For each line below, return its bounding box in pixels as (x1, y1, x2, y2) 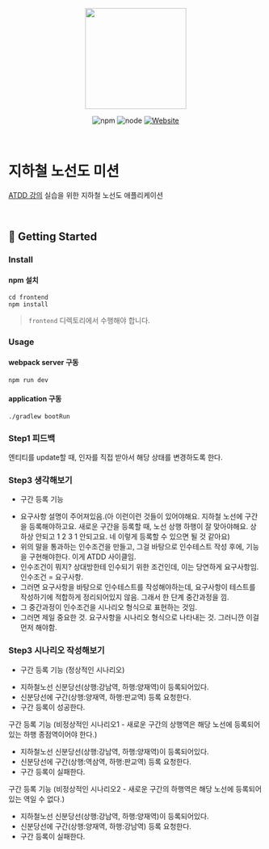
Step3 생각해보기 (8, 475, 73, 485)
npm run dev (8, 376, 48, 384)
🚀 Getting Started (8, 230, 98, 244)
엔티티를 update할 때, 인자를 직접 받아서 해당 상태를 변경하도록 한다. (8, 452, 224, 462)
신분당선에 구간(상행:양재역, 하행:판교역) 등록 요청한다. (19, 691, 192, 702)
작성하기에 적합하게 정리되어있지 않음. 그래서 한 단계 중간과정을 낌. (19, 592, 229, 602)
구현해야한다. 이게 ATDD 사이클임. (28, 552, 137, 561)
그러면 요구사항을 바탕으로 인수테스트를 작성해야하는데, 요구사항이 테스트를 (19, 582, 256, 592)
